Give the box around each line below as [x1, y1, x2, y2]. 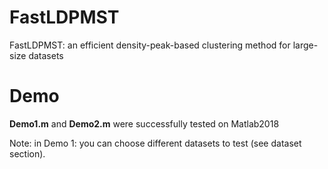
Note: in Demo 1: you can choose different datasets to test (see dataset [9, 137, 302, 149]
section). [9, 147, 46, 160]
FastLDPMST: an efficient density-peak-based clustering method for [9, 39, 291, 51]
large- [292, 39, 319, 51]
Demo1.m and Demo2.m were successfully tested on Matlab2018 [9, 117, 280, 130]
